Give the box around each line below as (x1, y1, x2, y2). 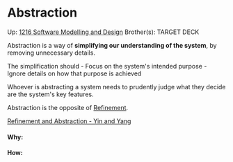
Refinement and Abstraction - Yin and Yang (7, 116, 131, 125)
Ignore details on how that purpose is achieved (7, 69, 142, 78)
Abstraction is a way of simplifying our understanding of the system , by (7, 41, 217, 49)
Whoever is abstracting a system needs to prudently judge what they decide (7, 82, 226, 91)
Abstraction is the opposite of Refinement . (7, 103, 129, 111)
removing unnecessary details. (7, 48, 96, 57)
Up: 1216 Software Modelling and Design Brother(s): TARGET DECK (7, 28, 200, 36)
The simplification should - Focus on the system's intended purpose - (7, 62, 207, 70)
